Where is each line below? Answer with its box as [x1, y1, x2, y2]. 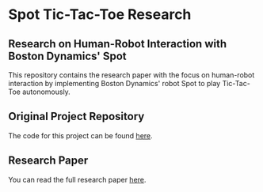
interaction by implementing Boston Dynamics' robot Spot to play [8, 79, 221, 88]
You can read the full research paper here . [8, 175, 147, 184]
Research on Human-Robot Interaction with [8, 37, 227, 51]
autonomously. [22, 87, 71, 96]
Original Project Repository [8, 110, 145, 123]
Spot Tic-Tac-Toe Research [8, 6, 192, 24]
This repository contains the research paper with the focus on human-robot [8, 70, 255, 80]
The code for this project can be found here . [8, 130, 153, 140]
